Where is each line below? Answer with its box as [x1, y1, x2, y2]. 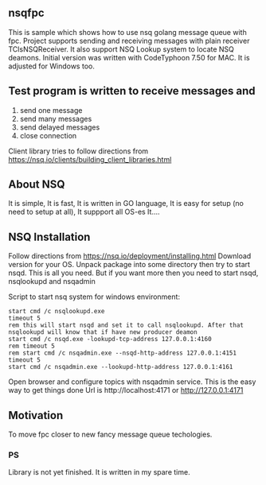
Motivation [8, 409, 64, 422]
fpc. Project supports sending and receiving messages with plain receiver [8, 36, 250, 45]
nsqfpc [8, 6, 45, 20]
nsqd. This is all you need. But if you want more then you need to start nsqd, [8, 268, 259, 277]
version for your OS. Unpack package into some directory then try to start [8, 260, 251, 270]
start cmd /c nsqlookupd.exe [8, 308, 105, 316]
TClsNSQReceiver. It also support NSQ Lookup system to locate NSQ [8, 44, 235, 54]
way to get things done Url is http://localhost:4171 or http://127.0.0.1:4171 [8, 386, 244, 395]
